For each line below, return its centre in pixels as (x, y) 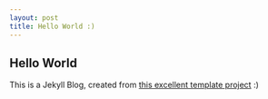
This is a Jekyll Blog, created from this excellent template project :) (134, 85)
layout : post (34, 18)
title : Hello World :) (52, 26)
